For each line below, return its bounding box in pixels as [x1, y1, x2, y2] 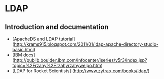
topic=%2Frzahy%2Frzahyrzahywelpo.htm [12, 63, 101, 68]
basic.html [12, 47, 34, 52]
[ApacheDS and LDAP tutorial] [12, 36, 75, 42]
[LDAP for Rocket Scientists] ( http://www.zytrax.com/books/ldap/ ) [12, 68, 150, 74]
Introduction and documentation [5, 23, 109, 31]
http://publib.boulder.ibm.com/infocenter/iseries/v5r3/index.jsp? [14, 57, 147, 63]
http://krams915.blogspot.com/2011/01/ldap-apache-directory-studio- [14, 41, 159, 47]
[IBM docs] [12, 52, 35, 58]
